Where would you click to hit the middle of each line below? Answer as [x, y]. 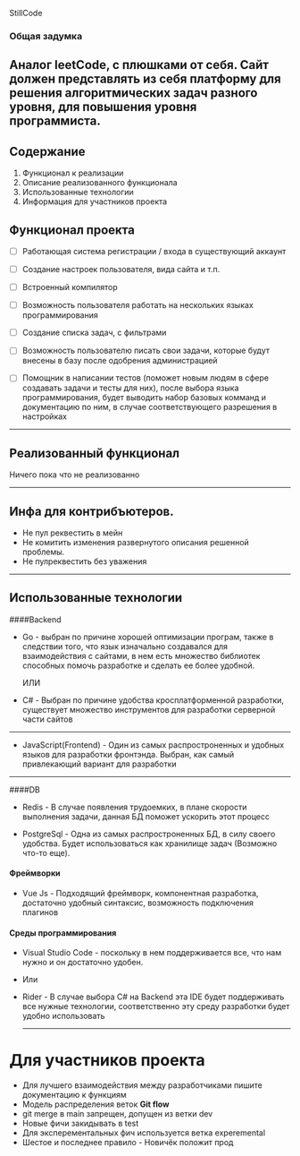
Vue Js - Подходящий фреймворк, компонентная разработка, [140, 894]
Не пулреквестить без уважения [84, 561]
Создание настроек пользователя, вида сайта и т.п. [121, 269]
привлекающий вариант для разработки [99, 764]
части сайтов [47, 719]
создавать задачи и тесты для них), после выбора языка [130, 388]
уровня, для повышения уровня [103, 107]
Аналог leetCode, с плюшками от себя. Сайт [139, 65]
